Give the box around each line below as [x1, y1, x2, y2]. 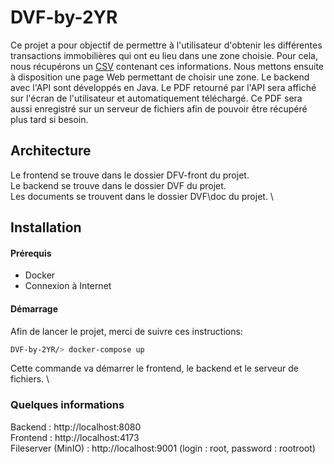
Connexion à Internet [24, 280, 112, 292]
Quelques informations [10, 398, 125, 412]
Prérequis [10, 247, 52, 259]
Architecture [10, 142, 92, 160]
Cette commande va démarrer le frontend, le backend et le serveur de [10, 362, 299, 375]
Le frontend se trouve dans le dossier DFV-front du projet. [10, 169, 250, 181]
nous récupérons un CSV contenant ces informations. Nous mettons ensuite [10, 60, 325, 72]
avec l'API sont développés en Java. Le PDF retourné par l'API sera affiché [10, 81, 317, 93]
